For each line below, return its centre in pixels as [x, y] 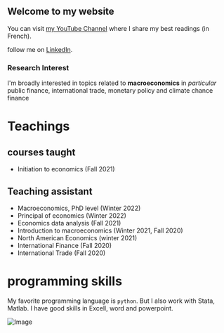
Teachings [39, 126]
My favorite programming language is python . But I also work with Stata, [111, 301]
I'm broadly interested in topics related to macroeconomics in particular [112, 83]
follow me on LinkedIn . [40, 49]
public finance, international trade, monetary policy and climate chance [110, 91]
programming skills [65, 281]
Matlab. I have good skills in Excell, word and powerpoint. [90, 308]
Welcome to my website [61, 12]
